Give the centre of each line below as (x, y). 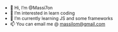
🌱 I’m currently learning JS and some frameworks (62, 18)
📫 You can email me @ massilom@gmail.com (57, 24)
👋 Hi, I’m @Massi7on (31, 8)
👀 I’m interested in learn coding (42, 13)
